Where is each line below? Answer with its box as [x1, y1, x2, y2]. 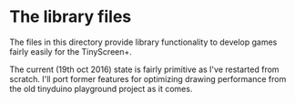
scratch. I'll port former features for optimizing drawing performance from [9, 73, 287, 84]
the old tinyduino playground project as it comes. [9, 83, 193, 94]
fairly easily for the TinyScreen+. [9, 46, 132, 57]
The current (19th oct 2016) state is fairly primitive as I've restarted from [9, 64, 280, 75]
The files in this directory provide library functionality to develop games [9, 36, 278, 47]
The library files [9, 6, 132, 27]
